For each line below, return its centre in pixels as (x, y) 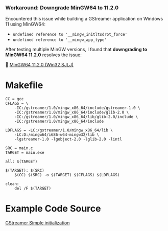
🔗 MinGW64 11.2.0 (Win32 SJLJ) (40, 65)
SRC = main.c (19, 148)
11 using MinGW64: (26, 24)
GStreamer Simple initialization (38, 223)
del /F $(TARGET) (33, 189)
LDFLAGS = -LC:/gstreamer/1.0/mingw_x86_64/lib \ (59, 130)
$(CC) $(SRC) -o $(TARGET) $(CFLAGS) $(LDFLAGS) (67, 175)
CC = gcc (15, 99)
